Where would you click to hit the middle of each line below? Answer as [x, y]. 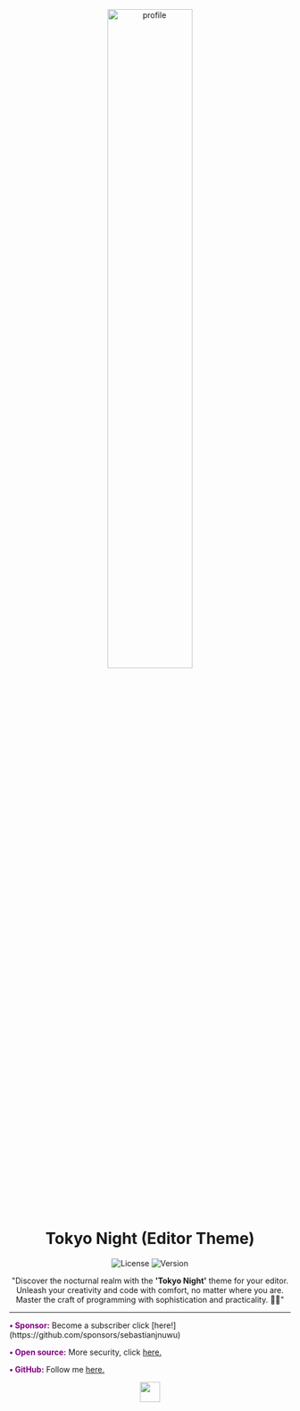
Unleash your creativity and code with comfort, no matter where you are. [150, 1289]
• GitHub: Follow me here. [57, 1369]
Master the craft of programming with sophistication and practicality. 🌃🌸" [150, 1299]
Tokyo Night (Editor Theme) [150, 1239]
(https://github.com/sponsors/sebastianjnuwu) [95, 1334]
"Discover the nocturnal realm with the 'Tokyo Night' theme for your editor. [150, 1281]
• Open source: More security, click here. [86, 1352]
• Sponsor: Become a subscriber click [79, 1325]
